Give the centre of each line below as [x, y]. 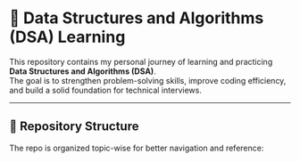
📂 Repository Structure [74, 127]
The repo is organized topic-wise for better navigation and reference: [137, 148]
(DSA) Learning [67, 37]
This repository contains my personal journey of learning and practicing [141, 61]
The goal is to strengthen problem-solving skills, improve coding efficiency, [148, 80]
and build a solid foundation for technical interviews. [106, 90]
